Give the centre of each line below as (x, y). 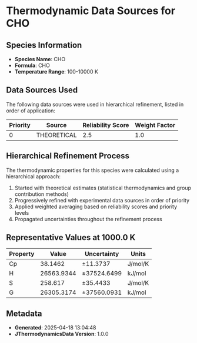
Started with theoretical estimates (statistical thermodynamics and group (103, 188)
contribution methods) (42, 194)
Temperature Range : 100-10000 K (56, 71)
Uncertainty (102, 254)
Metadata (24, 313)
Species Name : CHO (40, 59)
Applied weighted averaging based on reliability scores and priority (96, 207)
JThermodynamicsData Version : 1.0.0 (61, 334)
